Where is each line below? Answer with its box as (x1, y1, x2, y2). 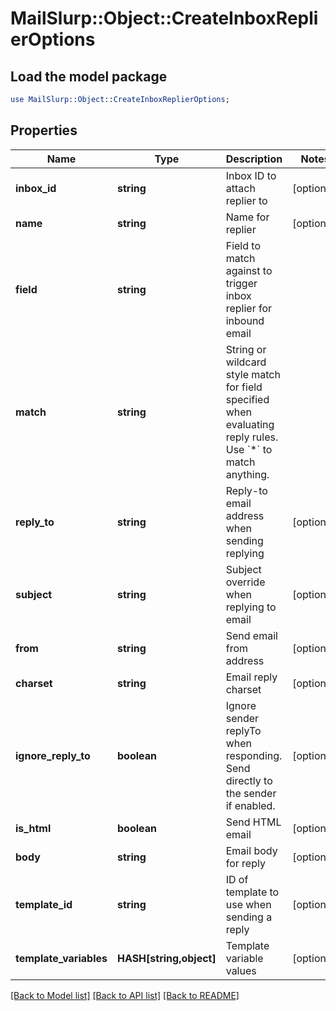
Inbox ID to (225, 168, 277, 182)
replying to (225, 600, 277, 614)
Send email (225, 628, 278, 642)
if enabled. (225, 798, 276, 812)
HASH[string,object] (116, 951, 217, 965)
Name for (225, 210, 270, 224)
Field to (225, 238, 262, 252)
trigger (225, 276, 258, 290)
